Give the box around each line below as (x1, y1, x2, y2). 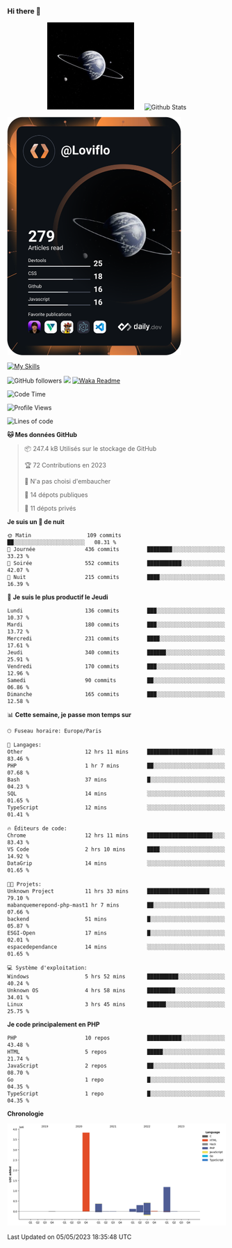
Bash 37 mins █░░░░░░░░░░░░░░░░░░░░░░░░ (7, 776, 226, 783)
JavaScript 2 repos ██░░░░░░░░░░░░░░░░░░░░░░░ (7, 1063, 226, 1070)
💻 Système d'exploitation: (7, 964, 88, 971)
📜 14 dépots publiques (24, 491, 88, 499)
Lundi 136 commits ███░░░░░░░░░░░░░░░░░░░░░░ (7, 608, 226, 615)
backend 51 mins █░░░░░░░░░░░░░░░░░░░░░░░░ (7, 916, 226, 923)
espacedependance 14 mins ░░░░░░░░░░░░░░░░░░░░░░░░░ (7, 943, 226, 950)
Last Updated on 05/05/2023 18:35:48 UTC (7, 1233, 132, 1241)
